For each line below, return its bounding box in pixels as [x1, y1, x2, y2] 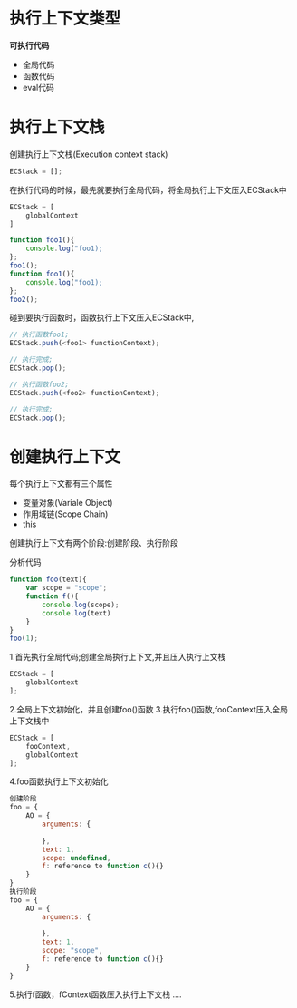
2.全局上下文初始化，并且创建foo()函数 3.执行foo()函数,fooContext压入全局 [9, 703, 288, 714]
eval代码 [22, 82, 54, 92]
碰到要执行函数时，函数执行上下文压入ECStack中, [9, 312, 195, 323]
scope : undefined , [42, 853, 111, 862]
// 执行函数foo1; [9, 330, 70, 340]
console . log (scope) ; [42, 600, 120, 609]
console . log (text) [42, 608, 111, 617]
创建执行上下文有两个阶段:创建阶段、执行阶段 [9, 538, 179, 548]
